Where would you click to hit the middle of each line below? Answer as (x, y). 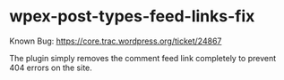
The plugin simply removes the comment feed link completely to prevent (143, 58)
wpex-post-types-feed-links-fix (132, 16)
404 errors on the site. (51, 68)
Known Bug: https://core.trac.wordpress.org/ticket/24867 (116, 41)
